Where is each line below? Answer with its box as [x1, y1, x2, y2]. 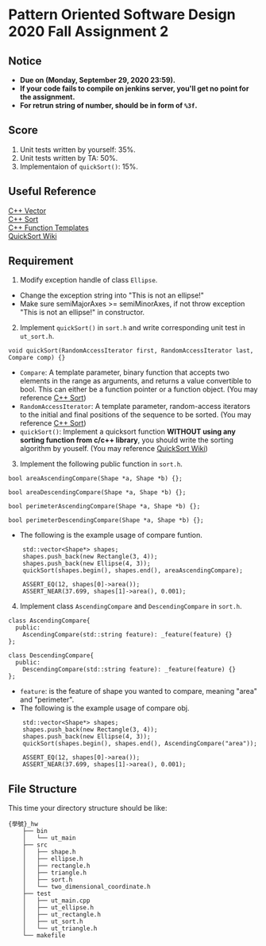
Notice [8, 54, 42, 68]
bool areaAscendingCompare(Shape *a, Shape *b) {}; [8, 475, 183, 483]
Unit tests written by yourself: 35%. [19, 145, 137, 154]
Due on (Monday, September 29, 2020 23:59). [19, 76, 176, 84]
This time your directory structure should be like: [8, 804, 168, 813]
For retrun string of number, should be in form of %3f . [19, 101, 198, 110]
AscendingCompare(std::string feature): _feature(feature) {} [22, 631, 233, 639]
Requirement [8, 255, 74, 268]
